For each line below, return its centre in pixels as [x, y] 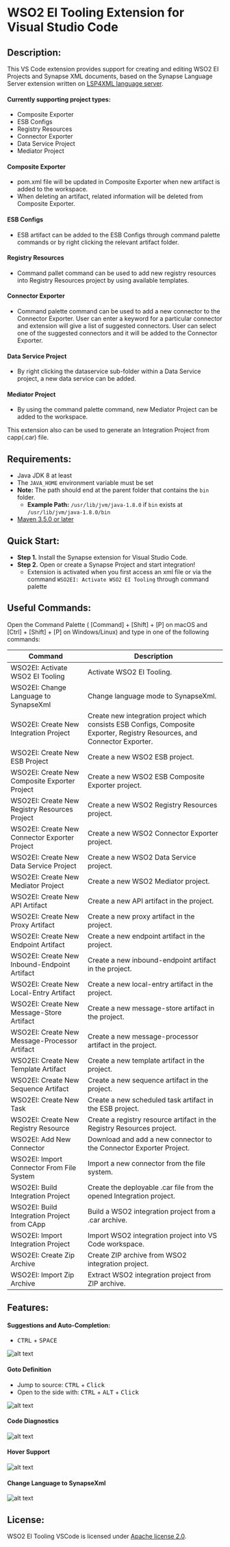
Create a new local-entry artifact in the [151, 984]
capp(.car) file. [28, 438]
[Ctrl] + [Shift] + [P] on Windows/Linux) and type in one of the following [108, 632]
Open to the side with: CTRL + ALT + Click [78, 1392]
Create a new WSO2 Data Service [142, 857]
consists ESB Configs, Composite [141, 724]
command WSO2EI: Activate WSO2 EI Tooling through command [118, 579]
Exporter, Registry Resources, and [142, 733]
